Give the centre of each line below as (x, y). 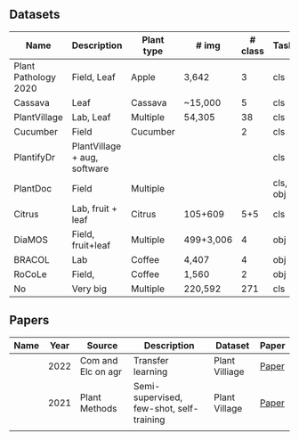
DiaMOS (31, 240)
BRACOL (32, 259)
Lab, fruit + (95, 208)
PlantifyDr (35, 157)
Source (102, 345)
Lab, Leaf (91, 117)
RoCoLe (30, 274)
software (90, 168)
